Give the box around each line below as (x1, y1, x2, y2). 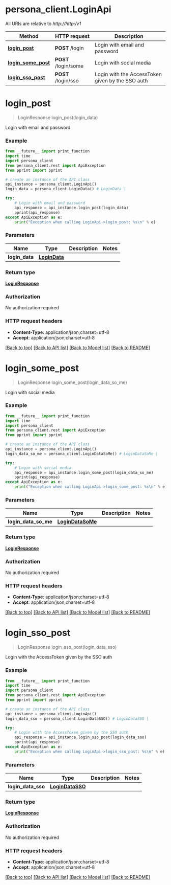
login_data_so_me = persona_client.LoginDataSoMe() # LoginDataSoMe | (5, 451, 158, 456)
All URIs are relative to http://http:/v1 (5, 20, 81, 27)
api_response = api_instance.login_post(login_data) (14, 205, 129, 210)
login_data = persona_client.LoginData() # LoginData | (5, 187, 126, 192)
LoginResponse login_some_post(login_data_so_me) (17, 379, 127, 385)
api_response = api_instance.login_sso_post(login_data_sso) (14, 735, 147, 740)
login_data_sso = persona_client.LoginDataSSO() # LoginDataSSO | (5, 716, 149, 721)
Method (19, 32, 39, 39)
